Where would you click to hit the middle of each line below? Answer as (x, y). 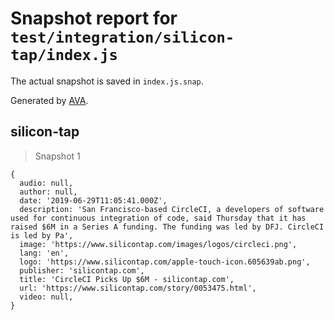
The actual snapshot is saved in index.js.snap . (107, 81)
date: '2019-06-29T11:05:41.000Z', (93, 200)
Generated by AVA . (49, 100)
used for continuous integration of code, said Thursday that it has (158, 218)
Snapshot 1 (57, 156)
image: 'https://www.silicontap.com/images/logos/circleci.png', (158, 244)
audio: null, (46, 183)
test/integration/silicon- (122, 37)
